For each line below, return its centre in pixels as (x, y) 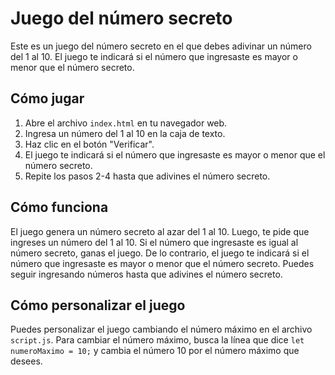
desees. (26, 361)
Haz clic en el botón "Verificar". (89, 144)
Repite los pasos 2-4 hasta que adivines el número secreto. (147, 176)
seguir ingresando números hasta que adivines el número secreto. (146, 274)
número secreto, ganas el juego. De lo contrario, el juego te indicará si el (160, 253)
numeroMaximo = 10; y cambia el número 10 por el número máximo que (155, 351)
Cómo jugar (47, 98)
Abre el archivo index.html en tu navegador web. (126, 123)
